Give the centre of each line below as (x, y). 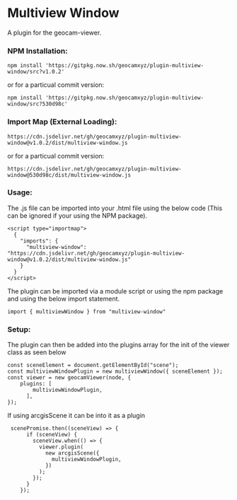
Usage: (20, 192)
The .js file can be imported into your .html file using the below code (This (115, 208)
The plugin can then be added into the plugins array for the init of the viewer (118, 345)
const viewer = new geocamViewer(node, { (69, 378)
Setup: (19, 329)
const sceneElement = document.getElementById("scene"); (93, 366)
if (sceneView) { (52, 435)
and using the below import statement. (64, 298)
